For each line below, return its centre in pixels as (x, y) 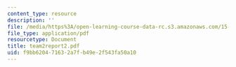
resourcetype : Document (42, 40)
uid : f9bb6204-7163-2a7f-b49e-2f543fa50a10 (72, 53)
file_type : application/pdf (48, 33)
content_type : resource (42, 14)
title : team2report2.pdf (44, 46)
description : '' (31, 20)
